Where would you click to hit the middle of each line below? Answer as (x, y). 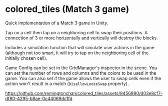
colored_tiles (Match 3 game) (67, 9)
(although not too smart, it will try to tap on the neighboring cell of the (77, 53)
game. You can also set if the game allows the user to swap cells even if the (83, 78)
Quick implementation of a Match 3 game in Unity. (57, 23)
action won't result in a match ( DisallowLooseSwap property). (67, 84)
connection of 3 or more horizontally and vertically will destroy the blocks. (82, 38)
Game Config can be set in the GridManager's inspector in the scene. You (81, 68)
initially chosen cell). (26, 58)
